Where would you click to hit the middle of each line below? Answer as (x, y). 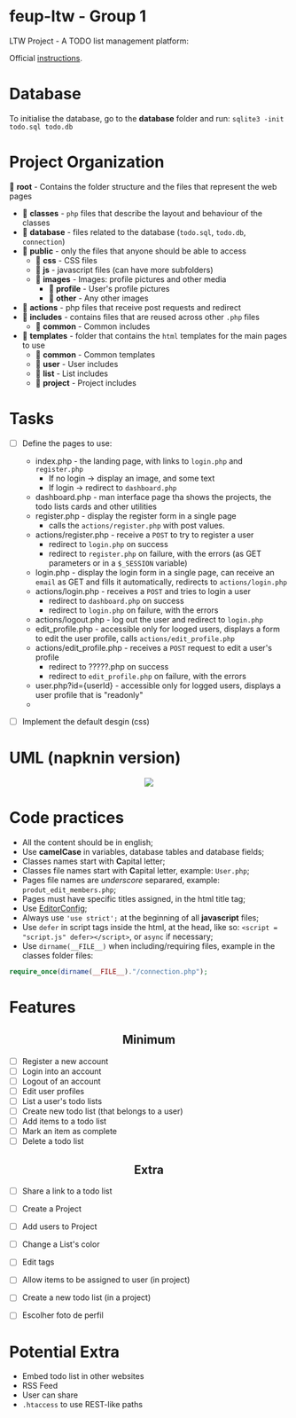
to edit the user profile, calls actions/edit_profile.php (135, 638)
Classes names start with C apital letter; (93, 861)
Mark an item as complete (70, 1132)
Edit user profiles (53, 1091)
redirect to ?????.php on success (109, 666)
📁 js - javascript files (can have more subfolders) (124, 270)
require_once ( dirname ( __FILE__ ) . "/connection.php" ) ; (109, 971)
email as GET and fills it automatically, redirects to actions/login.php (161, 582)
